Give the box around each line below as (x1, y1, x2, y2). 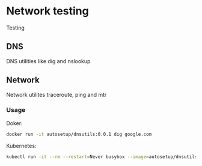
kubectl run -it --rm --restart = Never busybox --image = (6, 153, 149, 160)
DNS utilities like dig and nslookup (6, 57, 91, 64)
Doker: (6, 119, 23, 127)
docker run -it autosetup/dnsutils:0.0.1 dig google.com (6, 131, 152, 137)
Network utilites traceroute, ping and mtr (6, 91, 107, 98)
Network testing (6, 4, 89, 18)
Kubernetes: (6, 142, 37, 149)
